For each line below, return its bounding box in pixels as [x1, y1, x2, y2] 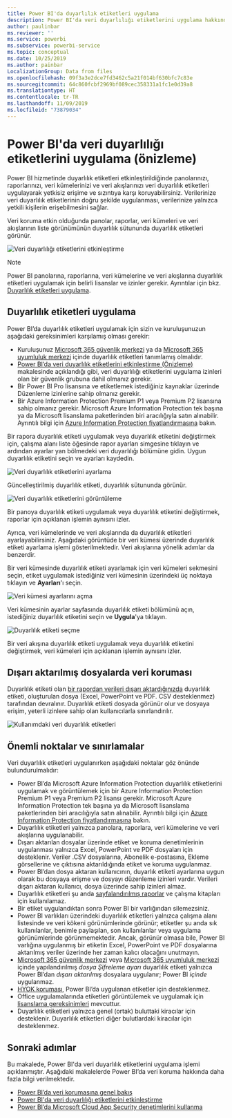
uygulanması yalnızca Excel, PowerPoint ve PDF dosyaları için [17, 846, 193, 854]
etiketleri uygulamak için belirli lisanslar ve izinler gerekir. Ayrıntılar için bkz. [7, 278, 221, 287]
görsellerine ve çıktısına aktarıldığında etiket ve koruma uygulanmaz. [17, 860, 212, 869]
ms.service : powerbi [7, 36, 67, 43]
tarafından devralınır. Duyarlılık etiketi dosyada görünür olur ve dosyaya [7, 699, 210, 708]
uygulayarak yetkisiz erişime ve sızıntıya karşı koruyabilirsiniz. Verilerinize [7, 188, 216, 197]
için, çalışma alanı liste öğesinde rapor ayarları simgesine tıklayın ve [7, 439, 200, 448]
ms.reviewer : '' [7, 29, 54, 37]
